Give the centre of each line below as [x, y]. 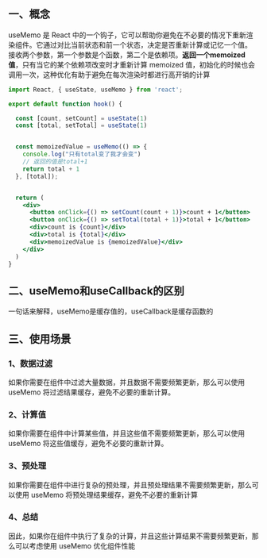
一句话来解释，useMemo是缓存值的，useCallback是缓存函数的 [111, 311]
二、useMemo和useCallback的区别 [97, 291]
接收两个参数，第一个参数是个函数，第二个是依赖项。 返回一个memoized [127, 55]
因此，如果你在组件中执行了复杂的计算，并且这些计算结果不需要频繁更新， [130, 536]
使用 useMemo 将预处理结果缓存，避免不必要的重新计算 [106, 495]
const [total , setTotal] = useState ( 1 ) [81, 125]
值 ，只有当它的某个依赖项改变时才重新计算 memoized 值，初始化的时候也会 [132, 64]
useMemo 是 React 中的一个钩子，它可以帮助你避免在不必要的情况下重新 [127, 35]
